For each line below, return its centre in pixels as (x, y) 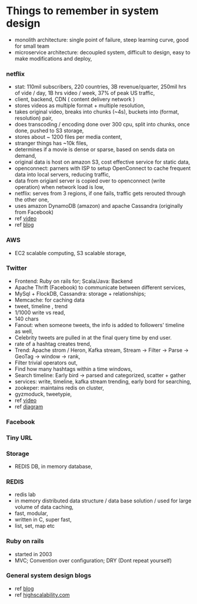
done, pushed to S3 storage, (49, 130)
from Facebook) (34, 212)
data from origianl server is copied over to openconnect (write (90, 181)
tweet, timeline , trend (41, 306)
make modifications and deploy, (53, 58)
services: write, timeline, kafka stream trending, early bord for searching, (103, 381)
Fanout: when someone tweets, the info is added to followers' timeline (100, 325)
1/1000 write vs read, (40, 312)
